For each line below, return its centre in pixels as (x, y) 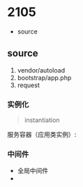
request (28, 85)
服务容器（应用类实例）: (42, 135)
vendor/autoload (41, 70)
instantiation (42, 120)
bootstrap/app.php (44, 77)
